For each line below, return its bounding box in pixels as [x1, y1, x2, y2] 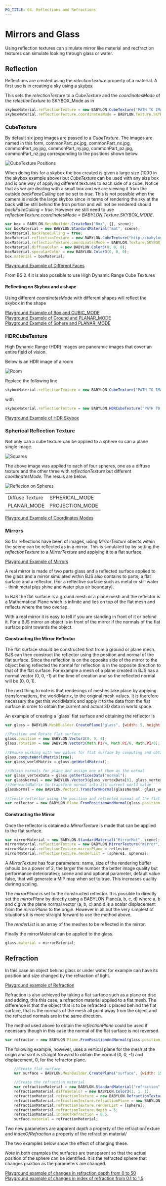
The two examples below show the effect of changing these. [5, 1140, 128, 1146]
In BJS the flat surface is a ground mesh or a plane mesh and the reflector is [5, 594, 161, 600]
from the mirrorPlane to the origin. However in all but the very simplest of [5, 907, 154, 913]
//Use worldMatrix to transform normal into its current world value [5, 782, 152, 787]
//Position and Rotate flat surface [5, 731, 81, 737]
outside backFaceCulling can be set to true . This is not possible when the [5, 191, 155, 197]
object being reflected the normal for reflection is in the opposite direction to [5, 662, 161, 669]
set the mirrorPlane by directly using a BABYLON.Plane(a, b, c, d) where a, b [5, 896, 161, 902]
